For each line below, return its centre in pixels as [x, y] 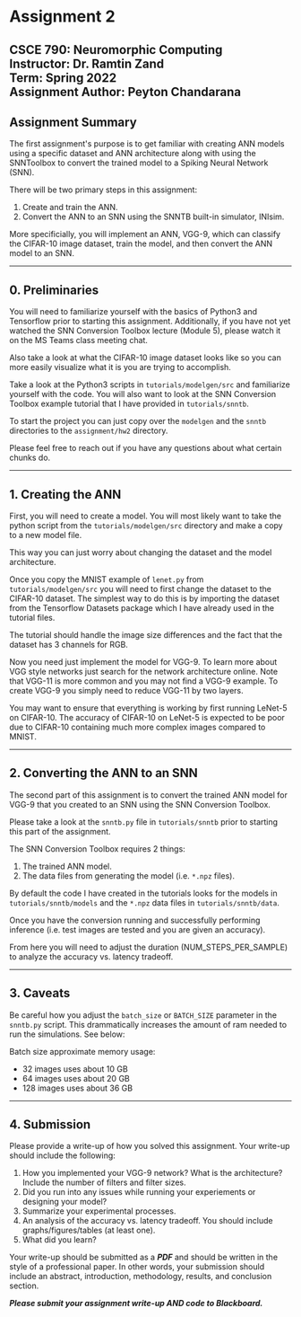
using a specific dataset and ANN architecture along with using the [133, 154]
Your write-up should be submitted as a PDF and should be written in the [144, 1257]
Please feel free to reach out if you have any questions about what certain [146, 448]
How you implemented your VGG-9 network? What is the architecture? [152, 1173]
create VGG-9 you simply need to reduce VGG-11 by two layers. [126, 691]
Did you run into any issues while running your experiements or [139, 1192]
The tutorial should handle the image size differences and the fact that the [146, 635]
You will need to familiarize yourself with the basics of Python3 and [133, 312]
